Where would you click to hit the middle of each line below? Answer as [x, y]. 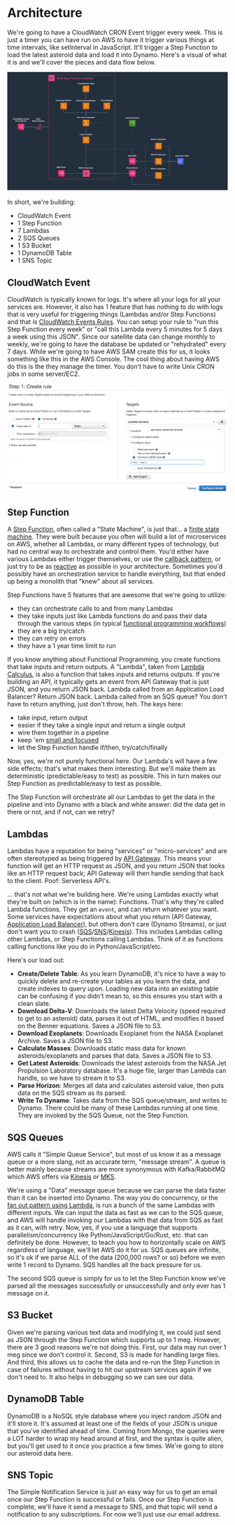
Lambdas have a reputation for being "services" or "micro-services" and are [117, 851]
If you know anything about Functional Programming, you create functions [114, 659]
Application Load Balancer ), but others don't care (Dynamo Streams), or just [117, 925]
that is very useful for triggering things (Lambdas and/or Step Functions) [112, 314]
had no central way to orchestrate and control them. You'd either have [108, 551]
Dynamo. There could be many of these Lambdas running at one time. [118, 1108]
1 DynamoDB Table [44, 253]
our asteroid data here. [40, 1453]
